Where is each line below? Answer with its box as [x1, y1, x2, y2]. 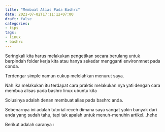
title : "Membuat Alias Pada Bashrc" [5, 7, 80, 12]
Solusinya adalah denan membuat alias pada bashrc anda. [5, 97, 123, 103]
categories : [5, 21, 30, 26]
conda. [5, 63, 20, 69]
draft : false [5, 16, 32, 21]
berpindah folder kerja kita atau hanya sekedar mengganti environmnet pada [5, 58, 161, 64]
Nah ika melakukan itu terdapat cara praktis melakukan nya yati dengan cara [5, 82, 161, 88]
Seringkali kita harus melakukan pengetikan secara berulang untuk [5, 53, 140, 59]
